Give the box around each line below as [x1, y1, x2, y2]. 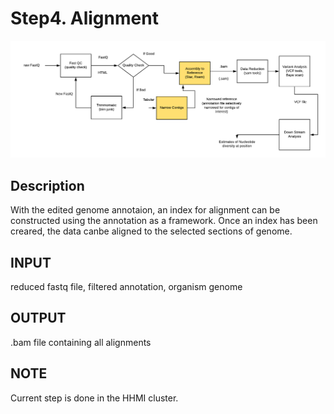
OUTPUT [10, 310, 67, 327]
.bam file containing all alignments [10, 336, 152, 348]
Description [10, 177, 85, 194]
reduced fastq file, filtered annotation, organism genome [10, 281, 243, 293]
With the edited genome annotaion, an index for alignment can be [10, 204, 281, 216]
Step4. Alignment [10, 7, 159, 30]
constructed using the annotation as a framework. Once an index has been [10, 215, 318, 227]
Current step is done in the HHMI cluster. [10, 392, 179, 404]
